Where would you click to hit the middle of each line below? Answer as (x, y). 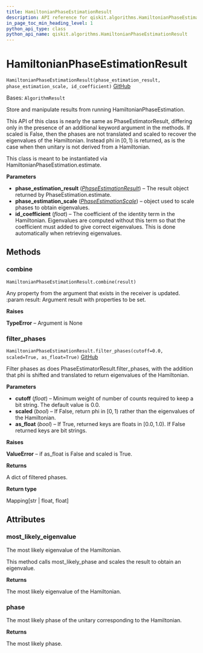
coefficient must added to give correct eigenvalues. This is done (95, 227)
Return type (22, 489)
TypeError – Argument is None (44, 323)
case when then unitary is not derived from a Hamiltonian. (79, 147)
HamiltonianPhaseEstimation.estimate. (54, 165)
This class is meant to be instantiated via (57, 159)
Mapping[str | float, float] (37, 501)
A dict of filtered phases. (37, 477)
